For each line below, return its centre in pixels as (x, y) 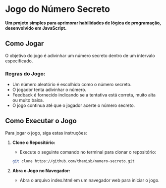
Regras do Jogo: (25, 74)
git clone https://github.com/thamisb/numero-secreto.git (73, 161)
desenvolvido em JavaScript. (36, 28)
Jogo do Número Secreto (58, 9)
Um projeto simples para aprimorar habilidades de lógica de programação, (83, 23)
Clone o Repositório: (34, 142)
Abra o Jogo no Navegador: (41, 170)
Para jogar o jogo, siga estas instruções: (46, 133)
